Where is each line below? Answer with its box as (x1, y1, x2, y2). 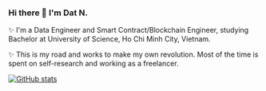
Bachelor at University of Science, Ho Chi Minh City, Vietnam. (8, 34, 211, 44)
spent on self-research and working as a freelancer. (8, 59, 179, 69)
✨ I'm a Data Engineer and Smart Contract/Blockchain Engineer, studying (8, 26, 249, 35)
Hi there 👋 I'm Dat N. (8, 7, 89, 18)
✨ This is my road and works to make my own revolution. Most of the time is (8, 49, 259, 59)
